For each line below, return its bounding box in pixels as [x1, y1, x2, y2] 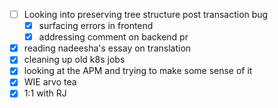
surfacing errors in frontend [38, 20, 154, 32]
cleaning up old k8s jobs [23, 54, 126, 66]
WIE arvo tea [23, 76, 77, 88]
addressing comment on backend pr [38, 31, 189, 43]
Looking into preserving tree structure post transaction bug [23, 9, 269, 20]
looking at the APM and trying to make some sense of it [23, 65, 253, 77]
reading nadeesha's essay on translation [23, 42, 192, 54]
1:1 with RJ [23, 87, 67, 99]
